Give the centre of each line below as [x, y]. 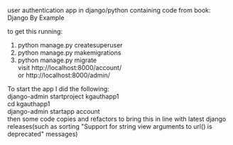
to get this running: [35, 31]
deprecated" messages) [43, 134]
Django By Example [36, 18]
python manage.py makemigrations [69, 53]
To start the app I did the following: [59, 89]
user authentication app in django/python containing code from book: [109, 10]
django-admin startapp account [54, 111]
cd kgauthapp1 [29, 104]
